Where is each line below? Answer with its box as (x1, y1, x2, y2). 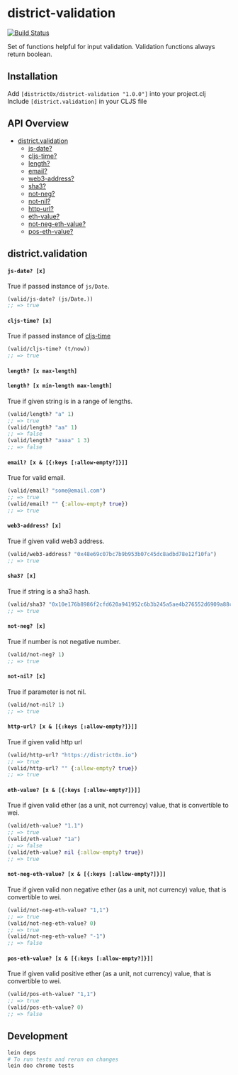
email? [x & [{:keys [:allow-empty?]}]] (7, 459, 129, 466)
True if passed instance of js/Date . (7, 282, 110, 291)
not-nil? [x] (7, 673, 46, 680)
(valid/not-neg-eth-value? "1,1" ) (7, 906, 110, 914)
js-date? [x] (7, 267, 46, 274)
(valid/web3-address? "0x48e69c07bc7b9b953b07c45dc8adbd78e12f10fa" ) (7, 550, 217, 557)
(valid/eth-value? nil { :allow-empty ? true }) (7, 848, 144, 856)
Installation (7, 70, 58, 82)
